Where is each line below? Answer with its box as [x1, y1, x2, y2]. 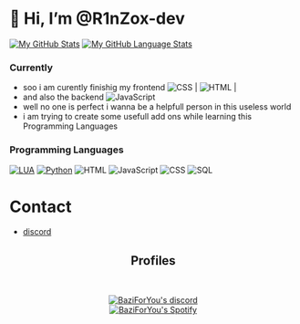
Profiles [130, 253, 176, 268]
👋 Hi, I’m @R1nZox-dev [9, 8, 185, 29]
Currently [9, 61, 53, 74]
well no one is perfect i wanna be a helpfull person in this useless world [22, 101, 292, 112]
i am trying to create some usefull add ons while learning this [22, 111, 253, 122]
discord [22, 226, 52, 237]
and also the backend [22, 91, 105, 103]
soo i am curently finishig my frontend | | [22, 82, 237, 93]
